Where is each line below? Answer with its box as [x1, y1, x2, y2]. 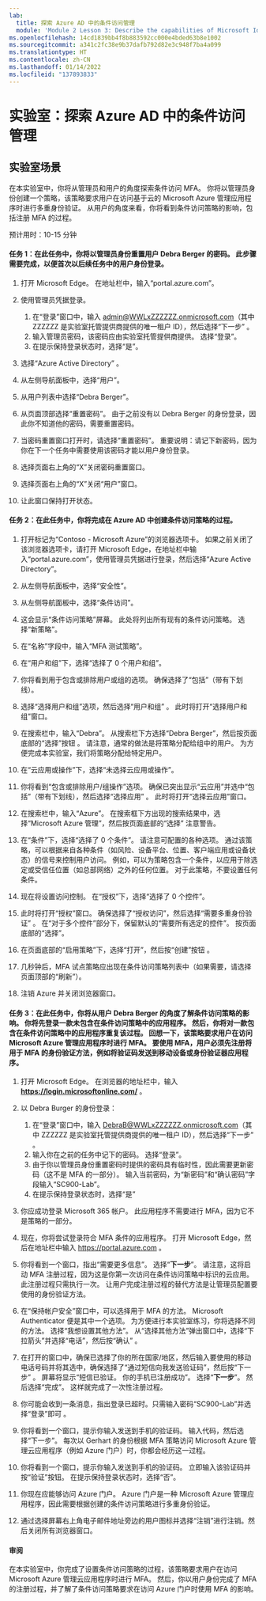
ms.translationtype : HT [9, 48, 88, 56]
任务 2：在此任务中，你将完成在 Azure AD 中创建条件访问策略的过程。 [9, 515, 238, 525]
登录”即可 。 [30, 1409, 71, 1419]
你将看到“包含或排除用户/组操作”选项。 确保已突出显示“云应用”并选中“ [20, 782, 248, 791]
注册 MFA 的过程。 [15, 213, 77, 222]
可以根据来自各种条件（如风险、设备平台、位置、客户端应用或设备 [34, 845, 249, 855]
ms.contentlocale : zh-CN [9, 56, 91, 64]
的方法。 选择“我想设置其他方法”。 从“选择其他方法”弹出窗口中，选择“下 [20, 1326, 255, 1336]
